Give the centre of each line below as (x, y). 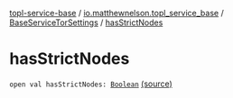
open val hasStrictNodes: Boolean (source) (91, 84)
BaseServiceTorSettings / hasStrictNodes (86, 22)
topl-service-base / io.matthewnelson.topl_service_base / (116, 13)
